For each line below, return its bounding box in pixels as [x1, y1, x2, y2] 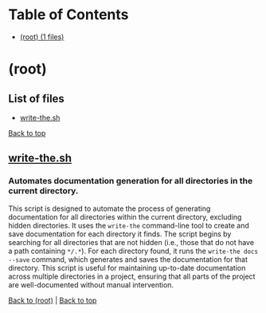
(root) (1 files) [19, 32, 65, 42]
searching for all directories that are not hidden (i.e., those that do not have [8, 237, 255, 247]
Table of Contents [8, 6, 129, 24]
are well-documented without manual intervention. [8, 279, 174, 289]
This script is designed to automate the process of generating [8, 204, 211, 213]
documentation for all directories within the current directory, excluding [8, 212, 242, 221]
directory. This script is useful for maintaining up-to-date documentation [8, 263, 246, 272]
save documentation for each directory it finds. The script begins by [8, 229, 232, 239]
